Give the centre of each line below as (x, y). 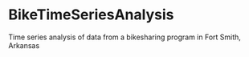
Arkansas (24, 45)
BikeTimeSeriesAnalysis (91, 15)
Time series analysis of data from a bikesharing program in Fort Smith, (124, 37)
